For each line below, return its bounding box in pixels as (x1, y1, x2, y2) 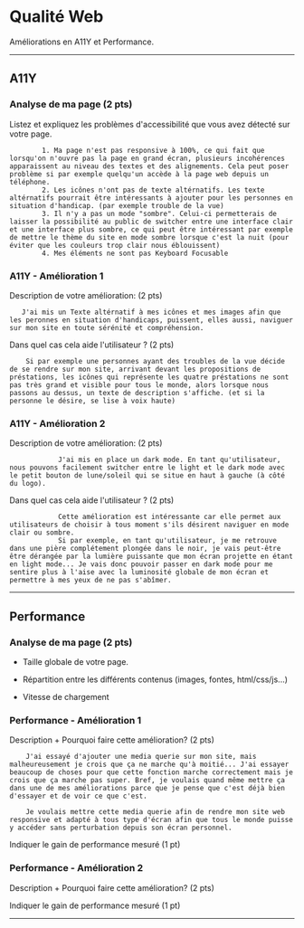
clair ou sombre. (9, 528, 75, 537)
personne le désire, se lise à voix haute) (9, 396, 176, 405)
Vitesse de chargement (22, 691, 110, 702)
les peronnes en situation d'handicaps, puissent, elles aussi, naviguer (9, 315, 294, 325)
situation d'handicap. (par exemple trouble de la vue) (9, 201, 224, 210)
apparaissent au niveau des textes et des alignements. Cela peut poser (9, 161, 290, 171)
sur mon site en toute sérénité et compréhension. (9, 323, 204, 332)
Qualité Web (9, 6, 104, 27)
